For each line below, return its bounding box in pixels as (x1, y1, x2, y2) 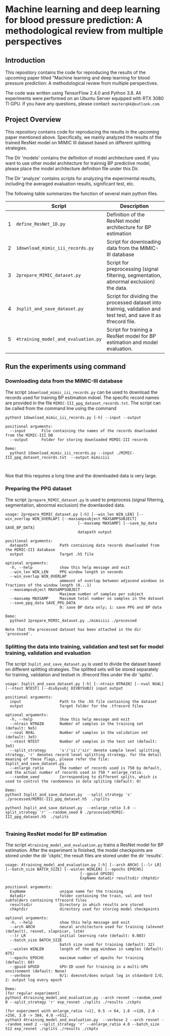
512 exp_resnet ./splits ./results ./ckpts (5, 1026, 99, 1031)
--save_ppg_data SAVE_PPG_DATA (10, 600, 76, 605)
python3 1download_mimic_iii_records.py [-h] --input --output (5, 415, 142, 420)
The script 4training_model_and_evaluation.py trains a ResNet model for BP (5, 842, 164, 848)
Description (120, 202, 149, 210)
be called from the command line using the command (5, 405, 117, 411)
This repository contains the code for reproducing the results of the (5, 69, 146, 75)
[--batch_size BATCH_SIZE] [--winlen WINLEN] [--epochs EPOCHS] (5, 867, 144, 872)
